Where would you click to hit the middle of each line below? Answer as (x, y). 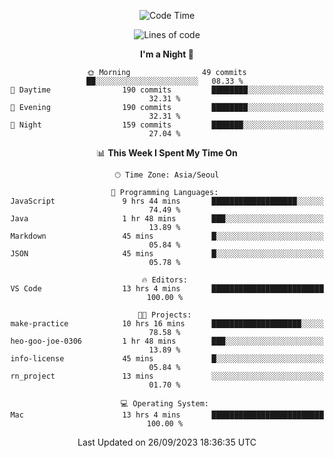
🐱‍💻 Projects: (164, 315)
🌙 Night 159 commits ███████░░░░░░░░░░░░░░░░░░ (167, 125)
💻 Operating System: (164, 404)
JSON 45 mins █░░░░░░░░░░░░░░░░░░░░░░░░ (167, 254)
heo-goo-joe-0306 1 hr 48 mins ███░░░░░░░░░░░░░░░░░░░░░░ (167, 341)
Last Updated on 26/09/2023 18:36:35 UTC (167, 442)
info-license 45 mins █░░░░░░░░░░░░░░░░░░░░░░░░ (167, 359)
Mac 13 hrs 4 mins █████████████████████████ (167, 415)
